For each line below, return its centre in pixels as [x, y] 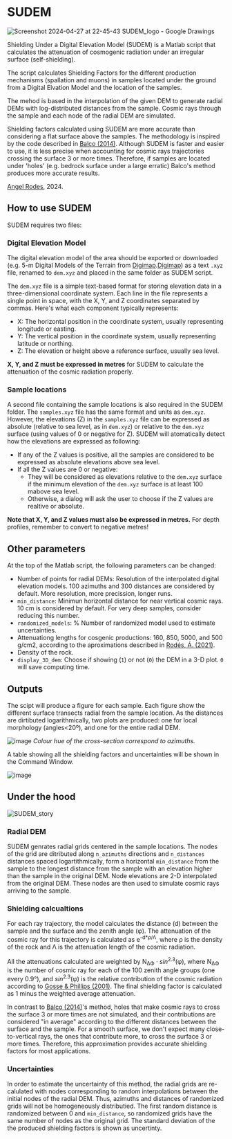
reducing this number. [48, 616]
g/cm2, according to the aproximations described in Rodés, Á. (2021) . [116, 645]
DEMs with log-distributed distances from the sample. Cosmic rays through [114, 108]
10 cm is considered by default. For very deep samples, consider [109, 608]
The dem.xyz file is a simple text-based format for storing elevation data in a [115, 286]
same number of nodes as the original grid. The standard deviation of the [111, 1121]
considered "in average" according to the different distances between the [112, 1022]
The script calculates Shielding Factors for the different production [102, 73]
